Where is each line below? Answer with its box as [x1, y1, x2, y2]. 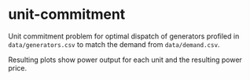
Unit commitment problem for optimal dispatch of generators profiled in [8, 31, 240, 41]
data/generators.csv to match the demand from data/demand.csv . [8, 39, 220, 49]
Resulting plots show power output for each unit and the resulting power [8, 55, 242, 64]
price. [8, 63, 28, 72]
